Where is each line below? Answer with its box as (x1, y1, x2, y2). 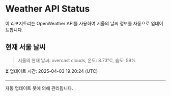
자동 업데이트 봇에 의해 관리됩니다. (5, 85, 73, 91)
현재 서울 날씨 (5, 43, 46, 52)
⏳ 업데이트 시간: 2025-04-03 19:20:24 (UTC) (5, 68, 98, 74)
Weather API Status (5, 3, 90, 15)
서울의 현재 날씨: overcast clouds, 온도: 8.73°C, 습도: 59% (17, 57, 136, 63)
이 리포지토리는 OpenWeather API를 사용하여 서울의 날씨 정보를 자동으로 (5, 20, 150, 26)
